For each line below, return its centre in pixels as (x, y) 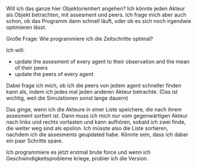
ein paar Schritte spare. (35, 141)
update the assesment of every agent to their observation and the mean (102, 62)
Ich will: (15, 50)
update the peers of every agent (54, 74)
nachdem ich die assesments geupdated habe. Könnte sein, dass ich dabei (97, 134)
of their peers (31, 68)
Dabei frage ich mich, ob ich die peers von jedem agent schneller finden (94, 85)
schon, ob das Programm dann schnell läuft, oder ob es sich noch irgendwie (99, 21)
